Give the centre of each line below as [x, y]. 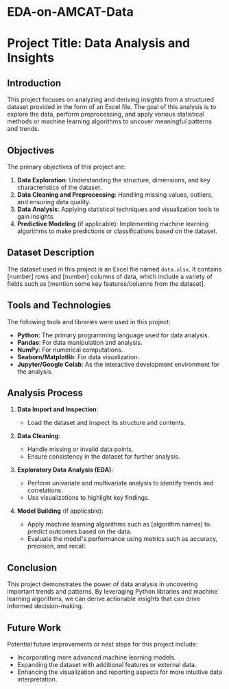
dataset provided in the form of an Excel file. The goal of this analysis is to [112, 107]
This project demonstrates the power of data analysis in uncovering [103, 584]
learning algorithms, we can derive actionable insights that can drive [104, 599]
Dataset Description [51, 253]
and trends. [23, 129]
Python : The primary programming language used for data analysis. [113, 335]
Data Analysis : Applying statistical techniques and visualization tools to [118, 209]
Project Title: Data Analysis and [99, 44]
